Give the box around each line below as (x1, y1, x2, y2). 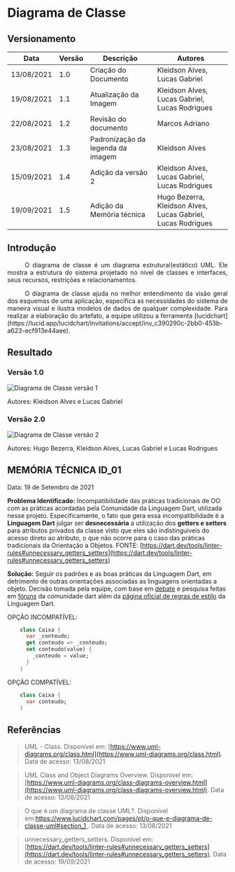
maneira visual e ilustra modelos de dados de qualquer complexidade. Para (7, 304, 228, 312)
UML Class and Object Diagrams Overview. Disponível (24, 771, 180, 780)
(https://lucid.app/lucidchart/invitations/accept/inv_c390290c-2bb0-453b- (7, 318, 223, 327)
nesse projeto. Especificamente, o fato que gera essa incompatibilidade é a (7, 511, 225, 519)
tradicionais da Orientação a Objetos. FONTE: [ (7, 541, 143, 549)
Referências (7, 724, 62, 736)
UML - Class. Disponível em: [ (24, 743, 111, 751)
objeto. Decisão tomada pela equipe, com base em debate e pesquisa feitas (7, 584, 226, 593)
